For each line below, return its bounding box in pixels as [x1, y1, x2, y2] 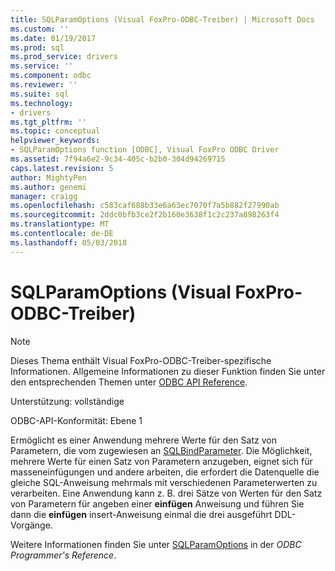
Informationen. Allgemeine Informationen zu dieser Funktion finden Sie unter [10, 365, 326, 377]
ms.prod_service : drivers [10, 52, 118, 62]
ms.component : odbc [10, 71, 92, 81]
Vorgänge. [10, 519, 53, 531]
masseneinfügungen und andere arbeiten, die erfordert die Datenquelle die [10, 466, 320, 478]
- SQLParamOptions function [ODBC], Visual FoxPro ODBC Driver [10, 145, 280, 155]
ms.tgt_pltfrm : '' [10, 117, 87, 127]
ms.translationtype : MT [10, 219, 110, 230]
